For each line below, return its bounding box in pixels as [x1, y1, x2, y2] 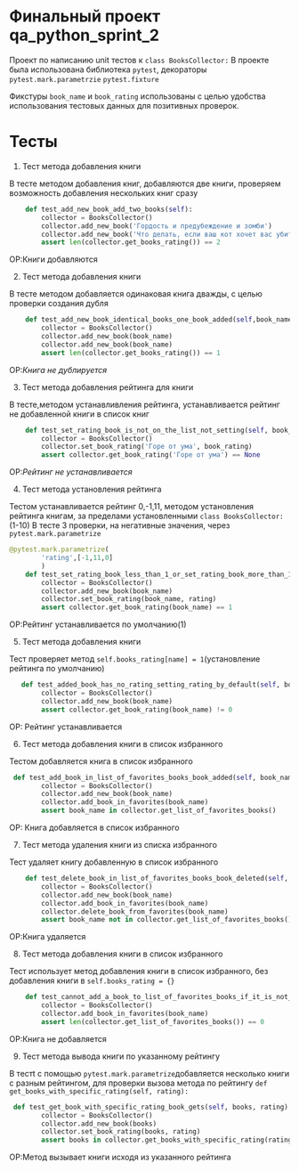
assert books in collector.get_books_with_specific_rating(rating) [41, 1135, 296, 1145]
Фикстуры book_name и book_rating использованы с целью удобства [9, 91, 266, 102]
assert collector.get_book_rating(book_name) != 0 [41, 705, 233, 714]
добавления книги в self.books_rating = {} [9, 975, 175, 986]
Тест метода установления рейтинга [21, 484, 162, 495]
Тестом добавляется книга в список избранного [9, 755, 193, 767]
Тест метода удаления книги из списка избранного [21, 840, 218, 850]
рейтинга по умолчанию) [9, 663, 105, 674]
